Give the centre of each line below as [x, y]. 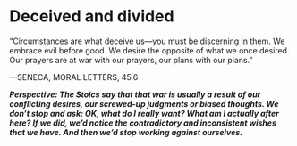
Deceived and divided [92, 16]
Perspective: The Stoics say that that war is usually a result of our [135, 94]
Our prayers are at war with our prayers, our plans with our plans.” [131, 60]
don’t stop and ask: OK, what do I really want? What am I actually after [144, 113]
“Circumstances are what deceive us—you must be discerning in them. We [147, 41]
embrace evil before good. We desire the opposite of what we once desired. [149, 50]
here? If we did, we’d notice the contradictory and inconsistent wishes [143, 123]
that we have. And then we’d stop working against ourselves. [126, 132]
